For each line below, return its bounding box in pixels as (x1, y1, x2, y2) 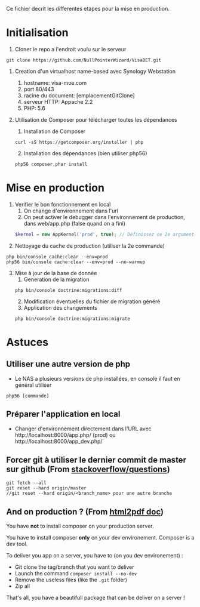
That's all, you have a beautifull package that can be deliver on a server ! (6, 594, 185, 602)
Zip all (14, 583, 30, 590)
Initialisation (6, 26, 69, 39)
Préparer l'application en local (6, 409, 121, 420)
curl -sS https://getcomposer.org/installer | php (14, 139, 144, 145)
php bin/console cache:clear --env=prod (6, 254, 109, 260)
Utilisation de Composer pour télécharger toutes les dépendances (14, 116, 177, 123)
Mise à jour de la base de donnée (14, 269, 97, 276)
